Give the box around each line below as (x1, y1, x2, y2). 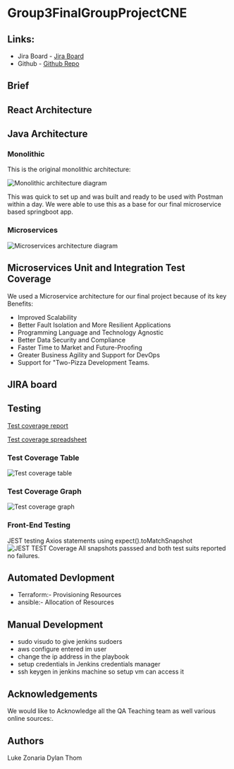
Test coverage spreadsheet (7, 435, 87, 444)
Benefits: (7, 299, 34, 308)
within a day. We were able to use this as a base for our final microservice (7, 200, 222, 209)
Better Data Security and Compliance (17, 335, 125, 344)
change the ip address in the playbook (17, 652, 129, 661)
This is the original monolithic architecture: (7, 165, 131, 174)
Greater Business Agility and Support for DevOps (17, 350, 161, 359)
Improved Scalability (17, 313, 78, 321)
